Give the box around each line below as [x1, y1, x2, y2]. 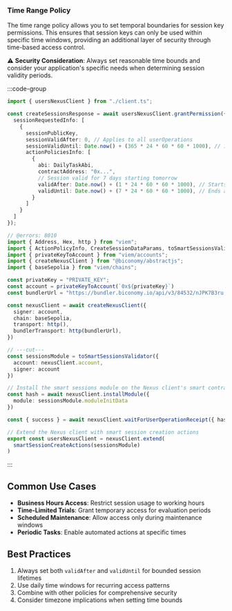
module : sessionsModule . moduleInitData [13, 398, 128, 405]
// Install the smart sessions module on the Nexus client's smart [7, 385, 206, 391]
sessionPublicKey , [25, 130, 79, 137]
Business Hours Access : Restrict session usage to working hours [17, 499, 205, 507]
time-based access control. [7, 43, 86, 52]
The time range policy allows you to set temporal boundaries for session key [7, 21, 224, 30]
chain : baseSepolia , [13, 315, 72, 322]
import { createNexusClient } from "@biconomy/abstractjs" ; [7, 258, 184, 264]
